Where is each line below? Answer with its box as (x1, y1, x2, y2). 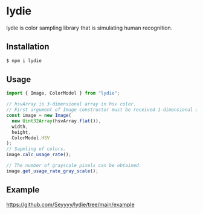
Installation (6, 42, 50, 52)
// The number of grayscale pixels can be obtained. (6, 163, 142, 169)
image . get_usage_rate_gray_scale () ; (6, 168, 98, 174)
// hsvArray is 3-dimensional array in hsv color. (6, 101, 137, 107)
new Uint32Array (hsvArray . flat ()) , (11, 118, 101, 124)
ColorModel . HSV (11, 134, 50, 141)
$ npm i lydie (6, 57, 42, 64)
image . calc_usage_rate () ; (6, 152, 71, 158)
